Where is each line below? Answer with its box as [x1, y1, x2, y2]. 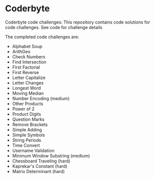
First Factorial [12, 64, 40, 70]
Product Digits [12, 111, 41, 117]
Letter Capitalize [12, 75, 46, 80]
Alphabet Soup [12, 43, 43, 49]
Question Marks [12, 116, 45, 122]
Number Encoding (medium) [12, 95, 70, 101]
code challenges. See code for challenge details [5, 24, 103, 30]
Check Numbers [12, 53, 46, 59]
